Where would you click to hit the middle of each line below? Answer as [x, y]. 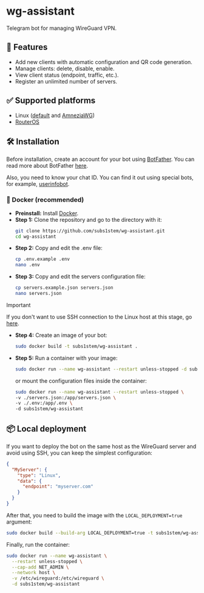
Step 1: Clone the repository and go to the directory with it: [88, 219]
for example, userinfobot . [38, 184]
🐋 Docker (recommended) [45, 200]
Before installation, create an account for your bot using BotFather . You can [100, 159]
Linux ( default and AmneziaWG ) [55, 115]
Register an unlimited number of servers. [66, 81]
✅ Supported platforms [51, 101]
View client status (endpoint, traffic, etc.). [67, 75]
